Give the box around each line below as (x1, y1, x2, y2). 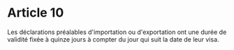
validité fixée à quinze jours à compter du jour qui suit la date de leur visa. (7, 35, 219, 43)
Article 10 (7, 5, 64, 21)
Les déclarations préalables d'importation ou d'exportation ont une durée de (7, 28, 227, 36)
